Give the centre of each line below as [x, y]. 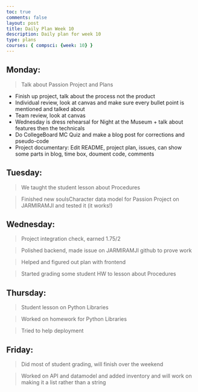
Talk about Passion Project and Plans [67, 84]
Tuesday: [24, 173]
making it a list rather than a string [63, 382]
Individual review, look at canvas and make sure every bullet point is [100, 103]
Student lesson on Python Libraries [65, 308]
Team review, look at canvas [50, 115]
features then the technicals [50, 128]
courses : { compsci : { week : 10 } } [50, 46]
